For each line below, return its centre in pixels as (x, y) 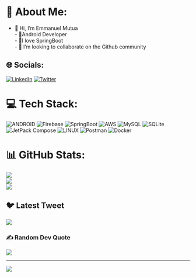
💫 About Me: (37, 12)
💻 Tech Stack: (42, 104)
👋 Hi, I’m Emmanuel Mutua (46, 28)
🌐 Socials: (25, 65)
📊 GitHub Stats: (46, 155)
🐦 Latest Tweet (35, 206)
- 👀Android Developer (41, 34)
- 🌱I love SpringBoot (39, 40)
